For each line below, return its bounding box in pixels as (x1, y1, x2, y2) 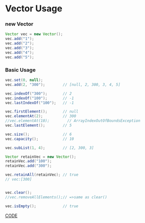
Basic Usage (5, 66, 36, 73)
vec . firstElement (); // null (5, 109, 79, 114)
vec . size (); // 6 (5, 132, 72, 137)
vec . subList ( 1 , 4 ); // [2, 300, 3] (5, 145, 94, 150)
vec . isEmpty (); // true (5, 203, 79, 209)
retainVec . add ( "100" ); (5, 159, 52, 164)
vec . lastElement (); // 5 (5, 123, 72, 128)
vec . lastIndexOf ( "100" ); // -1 (5, 100, 74, 105)
